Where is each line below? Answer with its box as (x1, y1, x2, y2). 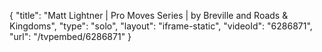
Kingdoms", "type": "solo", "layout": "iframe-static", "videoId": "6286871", (9, 20, 313, 32)
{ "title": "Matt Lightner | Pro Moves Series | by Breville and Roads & (9, 10, 289, 21)
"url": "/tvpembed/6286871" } (9, 31, 132, 42)
